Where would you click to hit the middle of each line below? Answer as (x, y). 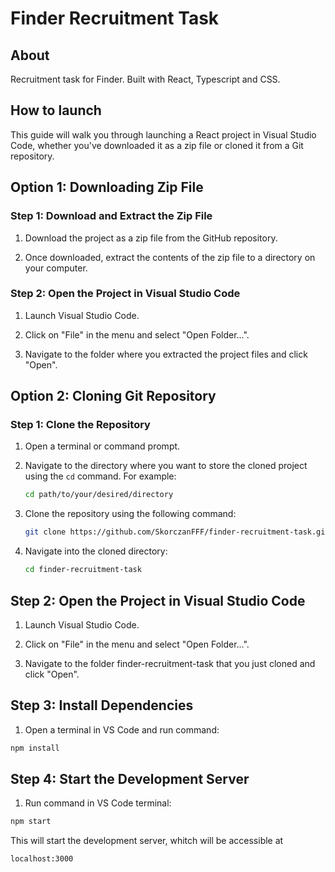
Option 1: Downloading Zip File (107, 187)
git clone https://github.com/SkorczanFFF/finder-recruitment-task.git (177, 532)
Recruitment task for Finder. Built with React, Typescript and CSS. (145, 79)
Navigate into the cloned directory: (96, 551)
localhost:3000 (42, 859)
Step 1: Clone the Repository (80, 425)
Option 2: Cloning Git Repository (113, 396)
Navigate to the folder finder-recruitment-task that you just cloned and (170, 663)
